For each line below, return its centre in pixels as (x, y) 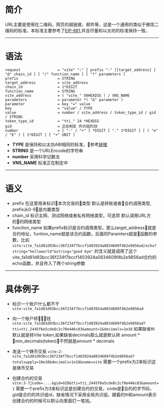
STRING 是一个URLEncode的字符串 (48, 150)
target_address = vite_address (47, 83)
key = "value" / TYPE (49, 108)
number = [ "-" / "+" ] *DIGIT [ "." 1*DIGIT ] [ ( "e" (82, 130)
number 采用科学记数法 (36, 156)
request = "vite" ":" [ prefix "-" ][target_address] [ (81, 70)
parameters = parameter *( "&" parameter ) (64, 100)
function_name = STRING (40, 91)
